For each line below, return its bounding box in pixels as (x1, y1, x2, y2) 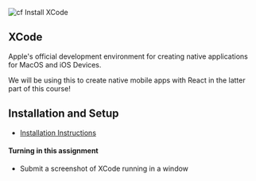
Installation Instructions (19, 128, 97, 137)
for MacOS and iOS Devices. (8, 60, 102, 69)
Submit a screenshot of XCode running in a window (19, 164, 189, 173)
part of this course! (8, 83, 72, 93)
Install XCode (25, 8, 69, 17)
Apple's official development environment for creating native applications (8, 52, 248, 61)
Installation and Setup (8, 107, 119, 121)
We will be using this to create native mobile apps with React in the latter (8, 75, 246, 85)
